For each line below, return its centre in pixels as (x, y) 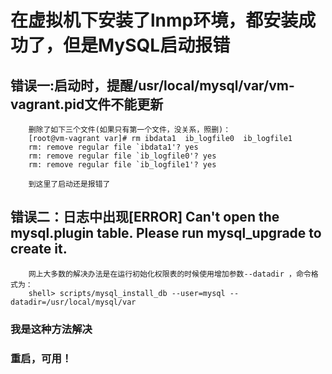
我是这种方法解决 (51, 329)
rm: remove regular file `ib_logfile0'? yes (122, 156)
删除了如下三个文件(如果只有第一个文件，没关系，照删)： (130, 130)
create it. (39, 249)
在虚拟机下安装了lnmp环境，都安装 (154, 20)
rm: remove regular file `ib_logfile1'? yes (122, 165)
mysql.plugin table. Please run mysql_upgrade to (166, 233)
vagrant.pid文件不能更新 (87, 104)
